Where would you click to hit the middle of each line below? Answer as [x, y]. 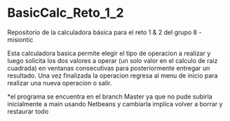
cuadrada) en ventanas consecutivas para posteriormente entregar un [109, 68]
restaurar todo [28, 111]
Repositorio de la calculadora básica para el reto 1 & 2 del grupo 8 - [104, 32]
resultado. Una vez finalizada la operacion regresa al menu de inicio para [113, 76]
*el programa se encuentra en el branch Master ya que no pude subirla [110, 97]
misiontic [20, 39]
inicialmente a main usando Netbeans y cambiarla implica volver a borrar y [115, 104]
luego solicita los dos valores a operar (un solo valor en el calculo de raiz [113, 60]
